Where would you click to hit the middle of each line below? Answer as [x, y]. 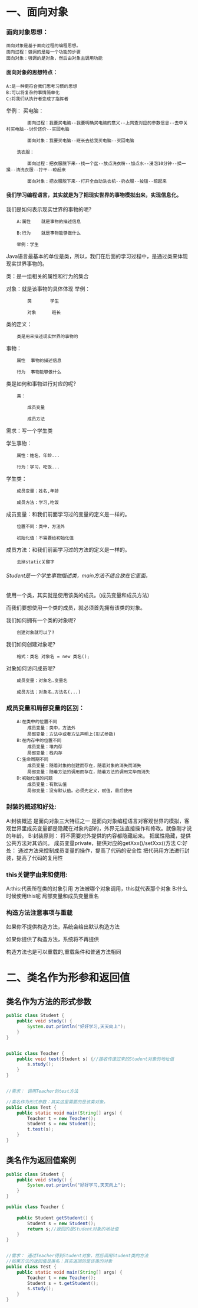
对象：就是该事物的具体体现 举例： [48, 289]
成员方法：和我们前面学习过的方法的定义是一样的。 [68, 549]
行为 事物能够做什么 [39, 372]
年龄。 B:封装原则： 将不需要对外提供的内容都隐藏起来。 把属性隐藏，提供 [101, 836]
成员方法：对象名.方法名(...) [49, 692]
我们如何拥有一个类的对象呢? [41, 620]
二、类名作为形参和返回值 [68, 978]
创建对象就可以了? [36, 633]
